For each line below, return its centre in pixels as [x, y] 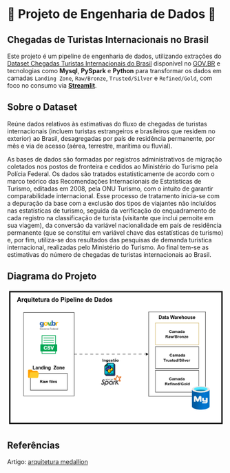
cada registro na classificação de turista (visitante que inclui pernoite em [110, 218]
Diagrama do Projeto [52, 277]
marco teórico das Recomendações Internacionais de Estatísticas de [104, 181]
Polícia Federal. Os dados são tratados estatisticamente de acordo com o [111, 174]
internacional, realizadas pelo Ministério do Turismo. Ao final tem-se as [108, 247]
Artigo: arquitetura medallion [48, 462]
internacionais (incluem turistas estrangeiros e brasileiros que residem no [111, 131]
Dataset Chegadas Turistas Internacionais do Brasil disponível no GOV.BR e [114, 64]
